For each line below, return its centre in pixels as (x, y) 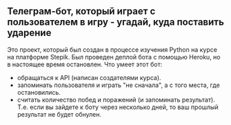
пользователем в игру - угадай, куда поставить (115, 22)
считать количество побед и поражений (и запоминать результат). (116, 99)
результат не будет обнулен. (59, 114)
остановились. (39, 92)
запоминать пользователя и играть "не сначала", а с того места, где (119, 85)
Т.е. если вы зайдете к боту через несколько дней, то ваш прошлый (118, 107)
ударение (29, 33)
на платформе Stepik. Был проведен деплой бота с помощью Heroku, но (114, 57)
